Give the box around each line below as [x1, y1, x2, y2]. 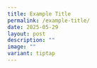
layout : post [7, 30, 46, 38]
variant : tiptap [7, 50, 55, 57]
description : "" [7, 37, 55, 44]
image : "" [7, 43, 37, 50]
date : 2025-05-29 [7, 23, 59, 30]
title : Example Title [7, 10, 72, 18]
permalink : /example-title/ [7, 17, 91, 24]
